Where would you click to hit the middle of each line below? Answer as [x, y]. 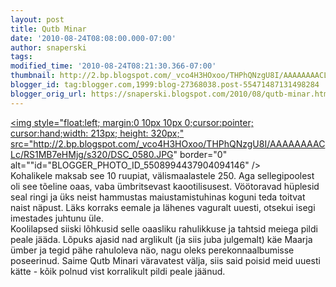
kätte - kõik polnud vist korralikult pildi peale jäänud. [118, 271]
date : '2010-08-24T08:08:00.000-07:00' [93, 38]
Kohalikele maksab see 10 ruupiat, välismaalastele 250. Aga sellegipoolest [162, 175]
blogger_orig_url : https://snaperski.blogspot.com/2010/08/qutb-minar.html [171, 94]
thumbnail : [33, 76]
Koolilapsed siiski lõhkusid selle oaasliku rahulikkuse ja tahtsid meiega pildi [164, 228]
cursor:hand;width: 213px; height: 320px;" [97, 133]
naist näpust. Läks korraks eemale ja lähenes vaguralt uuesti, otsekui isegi [163, 207]
